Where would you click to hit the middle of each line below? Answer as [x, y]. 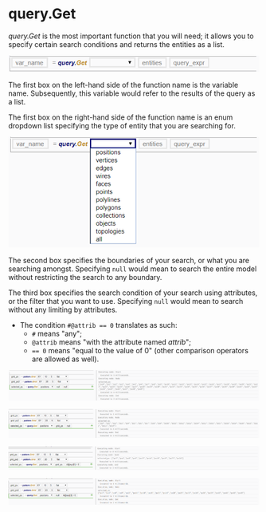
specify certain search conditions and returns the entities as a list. [117, 44]
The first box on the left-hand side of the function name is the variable [123, 85]
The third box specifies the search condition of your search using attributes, [133, 293]
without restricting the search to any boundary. [85, 277]
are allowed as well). [65, 359]
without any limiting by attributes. [63, 309]
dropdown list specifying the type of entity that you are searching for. [122, 125]
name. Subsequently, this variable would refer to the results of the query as [132, 93]
